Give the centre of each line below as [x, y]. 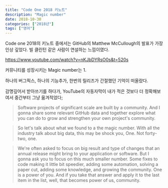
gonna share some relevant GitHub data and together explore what [86, 113]
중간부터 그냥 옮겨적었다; [39, 98]
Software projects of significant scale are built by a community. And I [89, 108]
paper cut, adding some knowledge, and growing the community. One [90, 170]
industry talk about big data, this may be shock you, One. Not [81, 133]
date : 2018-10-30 [23, 19]
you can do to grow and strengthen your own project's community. [86, 118]
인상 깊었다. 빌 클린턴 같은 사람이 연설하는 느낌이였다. [57, 50]
